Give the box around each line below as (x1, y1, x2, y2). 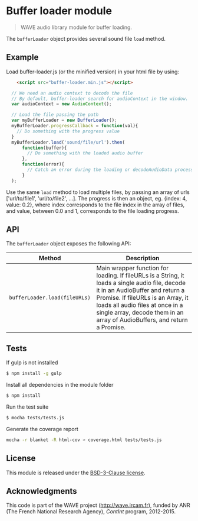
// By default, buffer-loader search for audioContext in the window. (11, 96, 189, 102)
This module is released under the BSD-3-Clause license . (6, 469, 146, 476)
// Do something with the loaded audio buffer (27, 150, 144, 156)
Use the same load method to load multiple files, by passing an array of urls (6, 188, 190, 196)
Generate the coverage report (6, 425, 78, 432)
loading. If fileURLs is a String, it (96, 271, 184, 280)
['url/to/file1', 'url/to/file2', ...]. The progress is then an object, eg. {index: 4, (6, 195, 187, 202)
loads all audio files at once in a (96, 301, 183, 309)
